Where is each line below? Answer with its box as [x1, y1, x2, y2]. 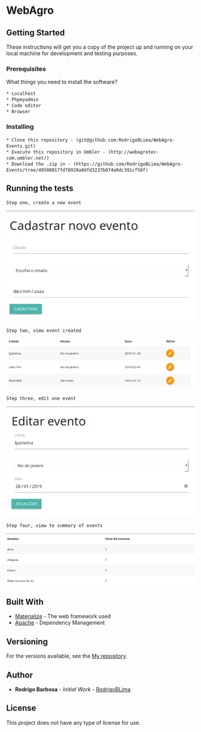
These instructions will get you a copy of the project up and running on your [6, 43, 193, 50]
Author [6, 670, 33, 680]
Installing [6, 122, 34, 131]
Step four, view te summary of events [6, 523, 103, 529]
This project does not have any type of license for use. [6, 719, 141, 726]
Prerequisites [6, 64, 46, 73]
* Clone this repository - [6, 137, 74, 143]
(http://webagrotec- [108, 149, 160, 155]
